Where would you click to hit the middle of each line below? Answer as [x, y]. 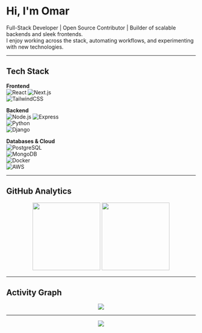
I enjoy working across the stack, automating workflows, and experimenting [100, 40]
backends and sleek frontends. [44, 34]
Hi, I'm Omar [38, 11]
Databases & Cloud [31, 141]
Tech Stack [28, 71]
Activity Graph [34, 292]
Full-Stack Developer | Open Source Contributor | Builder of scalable [91, 28]
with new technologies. [35, 47]
